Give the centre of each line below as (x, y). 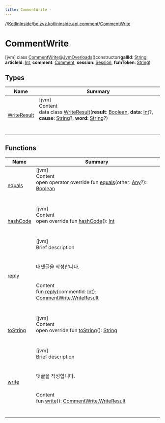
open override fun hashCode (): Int (75, 221)
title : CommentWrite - (28, 10)
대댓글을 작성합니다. (58, 267)
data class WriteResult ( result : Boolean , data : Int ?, (96, 112)
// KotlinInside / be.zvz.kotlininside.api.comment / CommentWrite (68, 24)
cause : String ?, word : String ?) (74, 118)
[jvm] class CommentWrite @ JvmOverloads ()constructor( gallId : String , (77, 57)
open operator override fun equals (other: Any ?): (91, 182)
